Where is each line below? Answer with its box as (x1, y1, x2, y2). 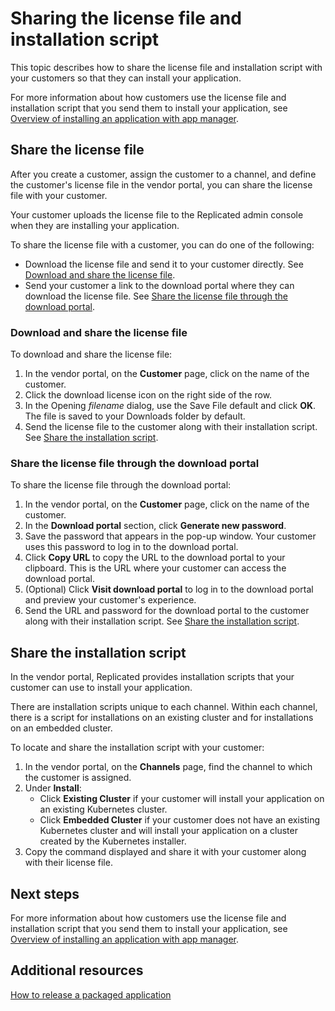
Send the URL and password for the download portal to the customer (24, 605, 310, 617)
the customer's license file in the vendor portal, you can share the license (10, 178, 313, 191)
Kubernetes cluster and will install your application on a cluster (39, 825, 298, 837)
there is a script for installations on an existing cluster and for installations (10, 712, 314, 724)
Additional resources (10, 962, 144, 979)
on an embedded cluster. (10, 722, 113, 734)
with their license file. (24, 857, 113, 869)
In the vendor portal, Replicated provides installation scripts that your (10, 671, 295, 683)
